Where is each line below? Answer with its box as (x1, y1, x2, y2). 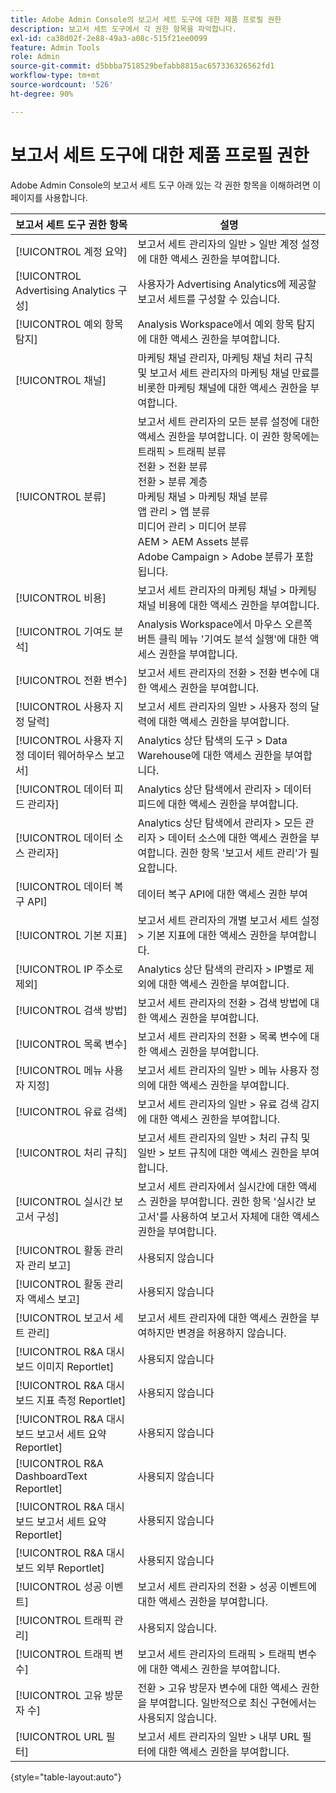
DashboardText (15, 1469, 88, 1483)
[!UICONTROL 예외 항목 (15, 317, 124, 331)
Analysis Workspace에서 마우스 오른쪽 (137, 617, 313, 631)
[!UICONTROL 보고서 (15, 1311, 112, 1325)
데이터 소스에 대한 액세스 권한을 (167, 831, 308, 845)
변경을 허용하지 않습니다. (176, 1326, 287, 1340)
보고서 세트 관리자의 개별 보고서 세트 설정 (137, 913, 320, 927)
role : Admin (10, 52, 60, 62)
